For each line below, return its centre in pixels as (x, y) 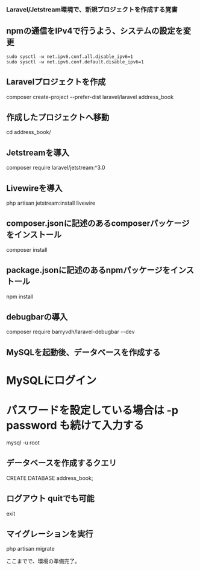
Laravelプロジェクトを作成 (56, 82)
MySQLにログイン (52, 380)
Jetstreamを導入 (38, 152)
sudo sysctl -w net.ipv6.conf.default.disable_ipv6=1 (75, 62)
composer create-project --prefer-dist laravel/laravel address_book (90, 97)
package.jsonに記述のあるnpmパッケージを (88, 270)
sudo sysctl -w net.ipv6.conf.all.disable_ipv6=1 (70, 56)
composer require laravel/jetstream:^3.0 (56, 168)
